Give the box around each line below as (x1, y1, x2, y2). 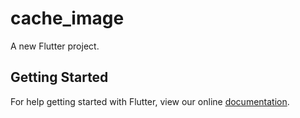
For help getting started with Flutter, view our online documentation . (10, 95, 290, 107)
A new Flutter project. (10, 40, 100, 52)
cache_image (10, 7, 125, 30)
